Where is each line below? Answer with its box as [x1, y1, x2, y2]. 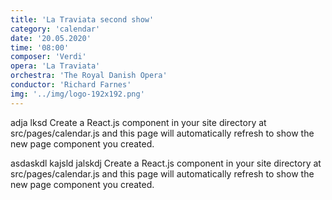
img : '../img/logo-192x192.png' [10, 89, 145, 99]
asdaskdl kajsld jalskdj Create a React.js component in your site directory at [10, 157, 322, 169]
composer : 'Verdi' [10, 52, 87, 62]
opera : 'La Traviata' [10, 61, 101, 71]
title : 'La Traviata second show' [10, 14, 155, 25]
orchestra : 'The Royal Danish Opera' [10, 71, 168, 81]
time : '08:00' [10, 42, 70, 53]
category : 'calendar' [10, 24, 101, 34]
